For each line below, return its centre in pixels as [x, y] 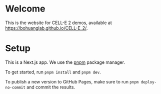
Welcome [25, 9]
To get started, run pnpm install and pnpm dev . [53, 72]
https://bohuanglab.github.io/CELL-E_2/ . [46, 28]
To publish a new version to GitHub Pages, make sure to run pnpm [72, 81]
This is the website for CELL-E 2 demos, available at [59, 23]
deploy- [149, 82]
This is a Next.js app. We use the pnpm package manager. [65, 62]
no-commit [15, 87]
